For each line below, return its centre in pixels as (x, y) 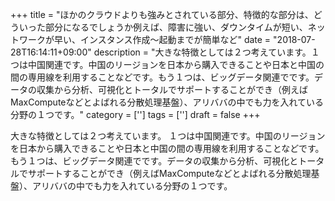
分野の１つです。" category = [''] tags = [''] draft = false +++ (135, 114)
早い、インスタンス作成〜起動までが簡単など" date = (162, 39)
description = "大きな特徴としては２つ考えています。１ (206, 52)
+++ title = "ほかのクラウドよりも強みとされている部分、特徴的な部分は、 (162, 14)
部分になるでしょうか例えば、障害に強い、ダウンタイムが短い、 (176, 27)
